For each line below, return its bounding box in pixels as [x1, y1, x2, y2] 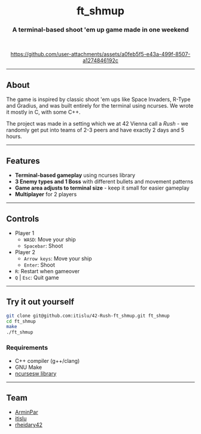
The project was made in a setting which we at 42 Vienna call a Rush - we [6, 120, 188, 127]
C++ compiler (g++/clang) [14, 357, 80, 364]
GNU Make [14, 363, 42, 371]
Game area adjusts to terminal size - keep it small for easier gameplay [14, 184, 190, 192]
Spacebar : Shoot [23, 242, 63, 249]
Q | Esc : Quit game [14, 274, 59, 281]
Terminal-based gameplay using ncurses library [14, 172, 136, 179]
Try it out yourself [6, 297, 75, 307]
